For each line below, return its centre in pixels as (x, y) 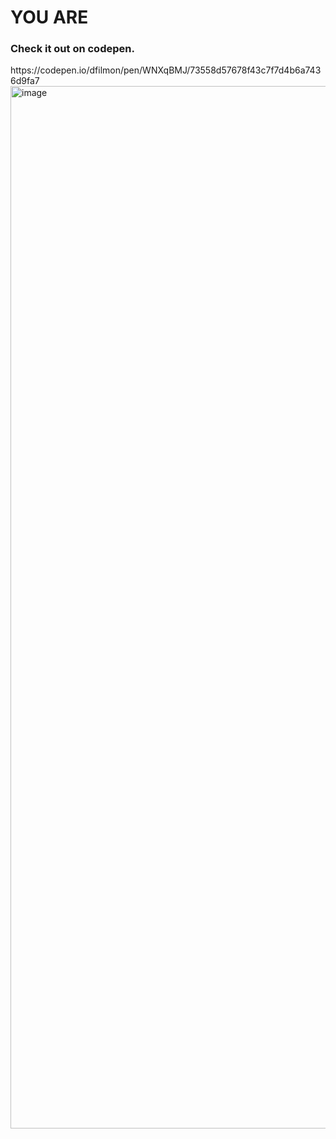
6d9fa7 (25, 81)
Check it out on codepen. (72, 49)
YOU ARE (49, 17)
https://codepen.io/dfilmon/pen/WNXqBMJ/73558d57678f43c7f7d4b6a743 (166, 70)
